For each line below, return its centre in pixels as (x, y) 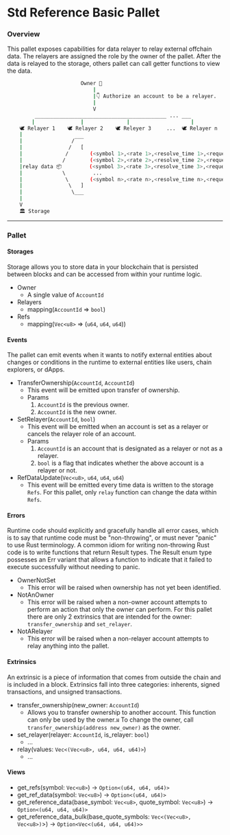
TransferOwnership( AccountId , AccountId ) (76, 383)
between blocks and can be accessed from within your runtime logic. (105, 274)
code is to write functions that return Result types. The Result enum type (110, 552)
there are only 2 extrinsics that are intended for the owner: (110, 617)
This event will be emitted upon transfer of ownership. (103, 390)
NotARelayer (35, 631)
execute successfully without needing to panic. (74, 567)
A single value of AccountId (65, 295)
